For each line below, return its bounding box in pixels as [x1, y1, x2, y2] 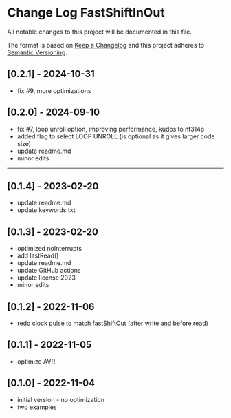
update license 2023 [16, 273, 76, 282]
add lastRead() [16, 251, 59, 260]
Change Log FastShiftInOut [7, 5, 165, 21]
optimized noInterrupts [16, 244, 82, 253]
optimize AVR [16, 357, 56, 366]
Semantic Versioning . [7, 48, 67, 56]
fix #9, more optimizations [16, 86, 91, 94]
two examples [16, 403, 57, 411]
